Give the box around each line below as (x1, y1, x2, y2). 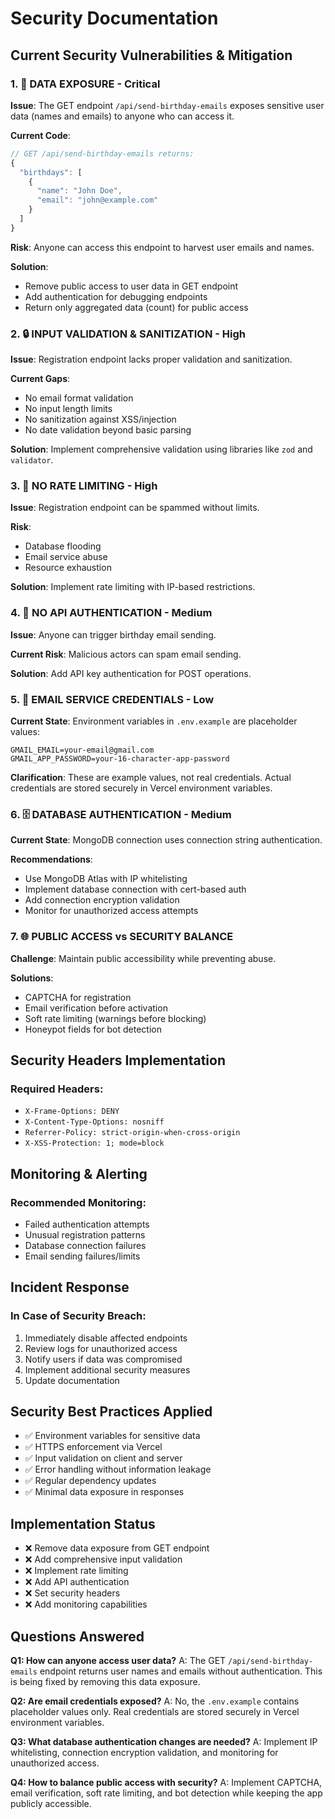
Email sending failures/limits (24, 1250, 141, 1262)
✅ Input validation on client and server (24, 1452, 183, 1464)
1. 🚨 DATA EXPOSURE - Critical (10, 77, 161, 91)
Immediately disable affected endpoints (24, 1332, 188, 1344)
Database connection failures (24, 1239, 147, 1251)
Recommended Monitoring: (10, 1195, 147, 1209)
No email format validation (24, 392, 134, 404)
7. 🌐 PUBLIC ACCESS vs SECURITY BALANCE (10, 930, 234, 944)
